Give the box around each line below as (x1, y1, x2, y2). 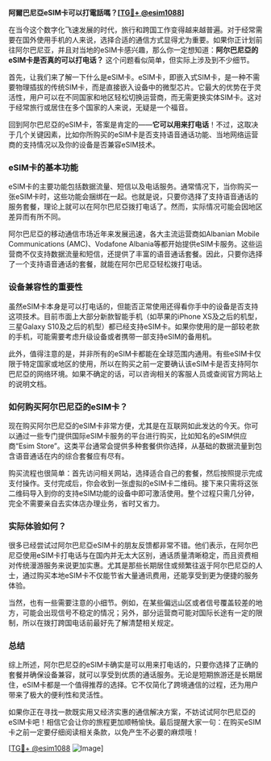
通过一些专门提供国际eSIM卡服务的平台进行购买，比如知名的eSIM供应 (15, 430, 248, 440)
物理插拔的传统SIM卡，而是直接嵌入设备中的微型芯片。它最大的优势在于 (15, 82, 255, 92)
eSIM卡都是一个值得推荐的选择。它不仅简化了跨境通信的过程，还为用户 (22, 680, 259, 690)
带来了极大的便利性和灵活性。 (8, 690, 107, 700)
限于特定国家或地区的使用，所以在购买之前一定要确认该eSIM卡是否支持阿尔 (8, 359, 259, 368)
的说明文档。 (8, 379, 51, 389)
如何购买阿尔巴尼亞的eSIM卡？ (8, 401, 128, 412)
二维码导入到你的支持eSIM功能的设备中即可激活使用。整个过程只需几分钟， (8, 488, 259, 498)
